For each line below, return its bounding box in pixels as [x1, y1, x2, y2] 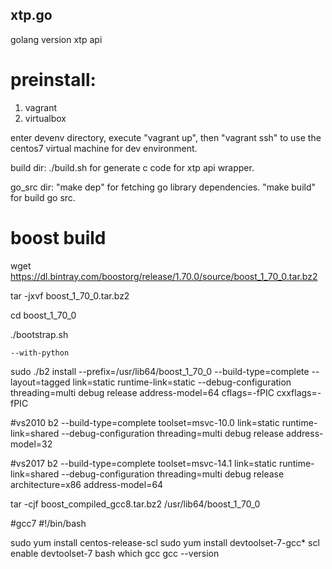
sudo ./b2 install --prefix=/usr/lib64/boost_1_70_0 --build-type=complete [10, 365, 310, 377]
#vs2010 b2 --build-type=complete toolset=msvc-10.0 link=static [10, 416, 280, 428]
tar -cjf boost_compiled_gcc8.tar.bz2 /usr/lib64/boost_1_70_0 [10, 498, 261, 510]
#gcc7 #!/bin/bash [10, 517, 87, 529]
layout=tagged [10, 376, 71, 388]
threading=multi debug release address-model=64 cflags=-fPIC [10, 386, 275, 398]
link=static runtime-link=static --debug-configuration [72, 376, 292, 388]
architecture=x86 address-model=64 [10, 478, 164, 490]
